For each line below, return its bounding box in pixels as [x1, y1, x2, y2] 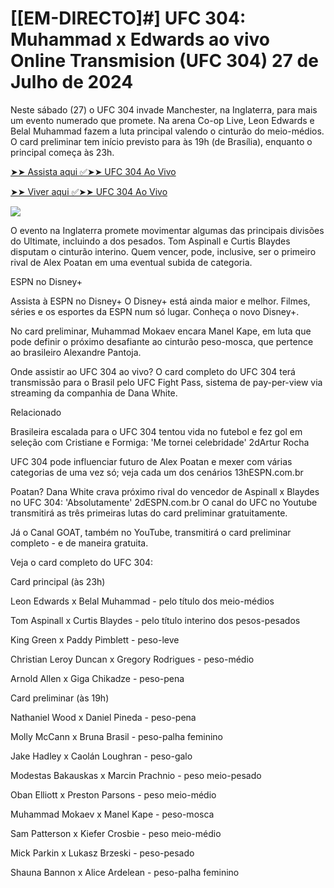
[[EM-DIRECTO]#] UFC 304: [10, 7, 247, 30]
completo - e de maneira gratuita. [10, 537, 149, 549]
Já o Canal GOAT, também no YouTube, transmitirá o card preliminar [10, 526, 292, 538]
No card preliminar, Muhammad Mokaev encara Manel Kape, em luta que [10, 325, 312, 337]
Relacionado [10, 406, 62, 418]
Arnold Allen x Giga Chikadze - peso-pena [10, 672, 185, 684]
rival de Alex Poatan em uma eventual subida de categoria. [10, 256, 253, 268]
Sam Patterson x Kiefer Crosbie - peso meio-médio [10, 827, 222, 839]
